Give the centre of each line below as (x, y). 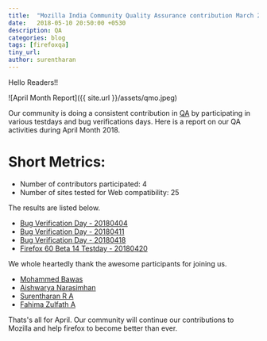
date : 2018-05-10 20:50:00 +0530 (67, 23)
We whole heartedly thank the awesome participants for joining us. (118, 263)
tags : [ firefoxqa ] (39, 45)
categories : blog (37, 38)
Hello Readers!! (33, 82)
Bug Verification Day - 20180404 (74, 223)
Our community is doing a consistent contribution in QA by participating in (130, 113)
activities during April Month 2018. (64, 130)
